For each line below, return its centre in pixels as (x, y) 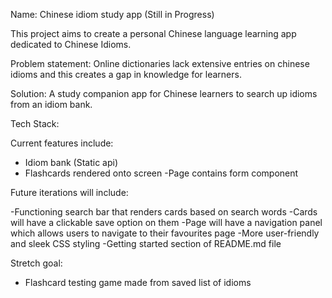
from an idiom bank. (51, 104)
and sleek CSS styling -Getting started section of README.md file (146, 243)
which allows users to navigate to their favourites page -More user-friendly (165, 233)
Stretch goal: (36, 263)
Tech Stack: (35, 123)
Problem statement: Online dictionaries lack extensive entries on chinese (160, 63)
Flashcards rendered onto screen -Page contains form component (161, 173)
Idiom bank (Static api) (71, 162)
